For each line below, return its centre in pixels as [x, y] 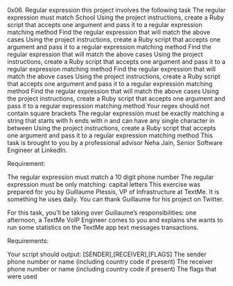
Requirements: [28, 241]
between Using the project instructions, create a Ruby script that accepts [112, 128]
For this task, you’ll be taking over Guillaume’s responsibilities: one [102, 212]
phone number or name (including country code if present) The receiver [110, 262]
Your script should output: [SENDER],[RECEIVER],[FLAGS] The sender [107, 254]
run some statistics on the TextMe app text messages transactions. [103, 227]
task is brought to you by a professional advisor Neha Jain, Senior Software [115, 143]
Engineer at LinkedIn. [37, 150]
